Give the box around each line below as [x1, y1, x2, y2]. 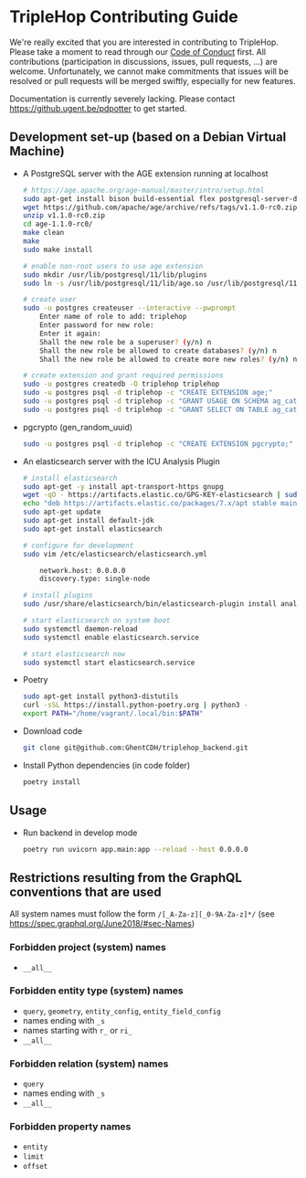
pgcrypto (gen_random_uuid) [22, 421, 133, 432]
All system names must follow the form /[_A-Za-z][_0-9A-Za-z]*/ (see [9, 908, 276, 919]
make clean [22, 228, 65, 238]
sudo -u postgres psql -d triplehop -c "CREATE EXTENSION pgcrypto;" [22, 439, 294, 449]
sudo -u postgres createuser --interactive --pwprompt [22, 303, 237, 313]
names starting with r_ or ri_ [22, 1024, 132, 1035]
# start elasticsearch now [22, 649, 126, 659]
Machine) [9, 143, 66, 159]
